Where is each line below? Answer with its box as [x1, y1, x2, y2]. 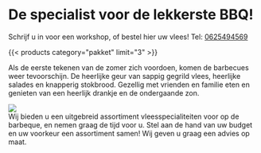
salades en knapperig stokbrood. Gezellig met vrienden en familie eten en [8, 80, 251, 89]
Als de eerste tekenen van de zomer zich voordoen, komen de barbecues [8, 62, 249, 73]
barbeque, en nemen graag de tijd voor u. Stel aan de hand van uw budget [8, 120, 253, 129]
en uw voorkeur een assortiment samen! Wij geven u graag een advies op [8, 128, 251, 138]
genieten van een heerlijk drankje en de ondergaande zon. [8, 88, 200, 97]
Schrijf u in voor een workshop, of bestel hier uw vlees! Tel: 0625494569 [8, 32, 248, 41]
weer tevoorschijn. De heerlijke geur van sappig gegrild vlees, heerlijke [8, 71, 241, 80]
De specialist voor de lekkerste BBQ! [8, 6, 254, 24]
